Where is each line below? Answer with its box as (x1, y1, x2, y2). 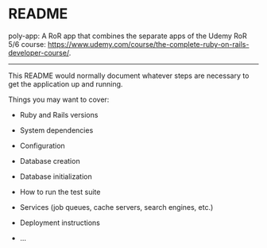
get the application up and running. (8, 79, 123, 88)
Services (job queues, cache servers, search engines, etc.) (19, 202, 214, 211)
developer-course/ (8, 48, 69, 57)
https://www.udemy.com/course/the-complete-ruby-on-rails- (47, 39, 250, 48)
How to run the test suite (19, 187, 101, 196)
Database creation (19, 156, 81, 165)
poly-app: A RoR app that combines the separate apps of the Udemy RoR (8, 31, 248, 41)
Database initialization (19, 172, 93, 181)
